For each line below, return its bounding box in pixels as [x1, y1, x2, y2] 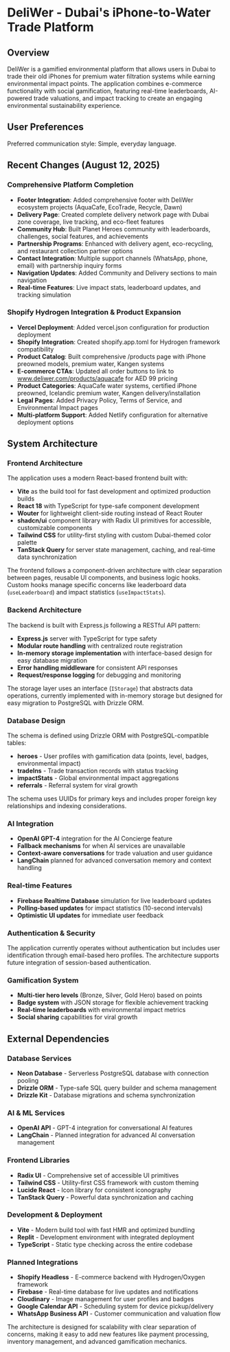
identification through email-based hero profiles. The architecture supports [7, 951, 220, 959]
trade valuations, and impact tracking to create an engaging [33, 94, 203, 102]
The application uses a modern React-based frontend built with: [7, 474, 188, 482]
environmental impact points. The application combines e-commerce [7, 80, 203, 87]
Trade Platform [7, 19, 94, 35]
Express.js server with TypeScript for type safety [16, 634, 157, 643]
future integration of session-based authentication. [7, 958, 152, 966]
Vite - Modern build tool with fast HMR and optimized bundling [16, 1226, 196, 1234]
